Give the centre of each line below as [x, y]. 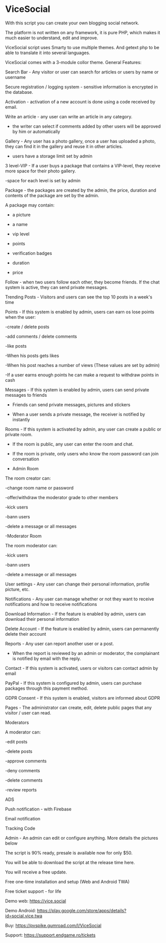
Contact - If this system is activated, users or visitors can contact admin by [82, 668]
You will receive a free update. [36, 872]
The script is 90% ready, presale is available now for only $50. [69, 853]
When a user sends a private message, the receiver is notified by [79, 414]
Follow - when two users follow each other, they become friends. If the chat [83, 282]
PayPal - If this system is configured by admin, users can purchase [74, 683]
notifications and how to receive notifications [51, 604]
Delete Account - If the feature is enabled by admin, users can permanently [82, 629]
